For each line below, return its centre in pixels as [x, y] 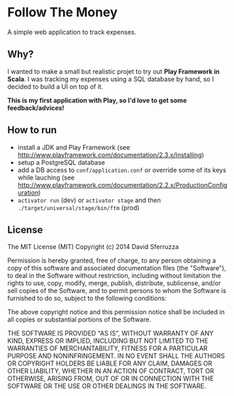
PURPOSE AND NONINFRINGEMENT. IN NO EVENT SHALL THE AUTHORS [116, 356]
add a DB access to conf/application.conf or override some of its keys [122, 170]
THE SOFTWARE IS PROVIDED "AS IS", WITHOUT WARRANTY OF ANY [111, 334]
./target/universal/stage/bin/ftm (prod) [78, 207]
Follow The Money [63, 12]
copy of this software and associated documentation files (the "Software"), [117, 268]
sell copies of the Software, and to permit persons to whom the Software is [117, 291]
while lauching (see [46, 177]
